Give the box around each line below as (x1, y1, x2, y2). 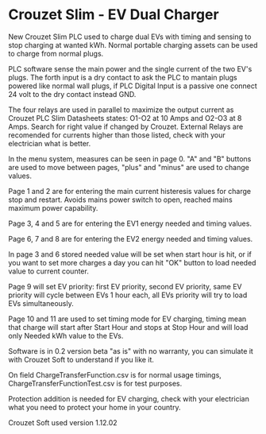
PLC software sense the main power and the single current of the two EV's (8, 64, 253, 73)
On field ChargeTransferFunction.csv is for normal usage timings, (8, 370, 222, 379)
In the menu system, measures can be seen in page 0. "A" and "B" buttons (8, 153, 252, 164)
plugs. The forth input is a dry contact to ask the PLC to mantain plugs (8, 72, 237, 82)
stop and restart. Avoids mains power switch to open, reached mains (8, 195, 233, 204)
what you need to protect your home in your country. (8, 402, 181, 412)
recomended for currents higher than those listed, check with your (8, 130, 226, 140)
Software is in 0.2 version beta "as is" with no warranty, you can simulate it (8, 346, 254, 355)
